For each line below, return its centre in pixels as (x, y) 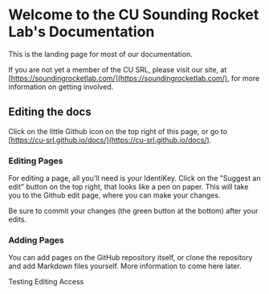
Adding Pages (36, 240)
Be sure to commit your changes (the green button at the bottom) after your (133, 211)
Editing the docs (50, 112)
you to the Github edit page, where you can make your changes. (114, 195)
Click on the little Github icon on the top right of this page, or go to (118, 131)
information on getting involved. (61, 87)
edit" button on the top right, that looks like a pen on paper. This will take (128, 187)
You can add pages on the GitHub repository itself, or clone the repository (130, 258)
